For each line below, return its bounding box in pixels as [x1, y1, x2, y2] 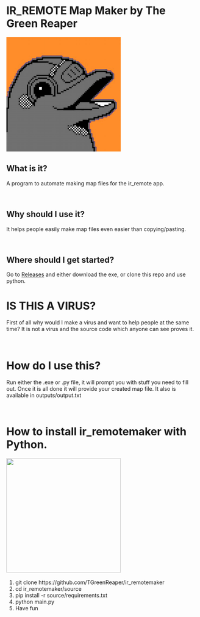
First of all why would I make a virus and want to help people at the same [6, 319, 190, 326]
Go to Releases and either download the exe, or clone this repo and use [6, 271, 186, 278]
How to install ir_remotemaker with [6, 425, 187, 439]
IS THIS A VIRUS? [6, 299, 96, 313]
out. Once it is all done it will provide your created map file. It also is [6, 385, 176, 393]
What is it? [6, 163, 48, 174]
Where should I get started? [6, 254, 115, 265]
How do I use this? [6, 358, 101, 373]
